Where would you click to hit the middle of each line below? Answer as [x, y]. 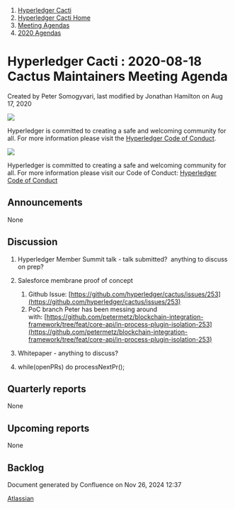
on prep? [30, 267]
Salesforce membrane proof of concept [75, 280]
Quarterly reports [47, 389]
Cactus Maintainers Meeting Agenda [117, 77]
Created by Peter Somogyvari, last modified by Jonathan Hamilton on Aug [115, 96]
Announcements [45, 202]
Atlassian [21, 498]
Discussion [33, 242]
